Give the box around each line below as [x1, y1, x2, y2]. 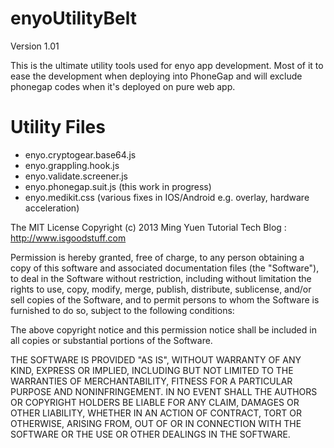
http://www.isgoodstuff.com [10, 232, 127, 244]
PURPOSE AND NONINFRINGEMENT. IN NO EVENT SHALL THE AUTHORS [10, 385, 318, 397]
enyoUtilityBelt [10, 7, 137, 30]
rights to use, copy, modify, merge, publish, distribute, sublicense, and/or [10, 283, 312, 295]
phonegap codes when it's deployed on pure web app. [10, 80, 236, 92]
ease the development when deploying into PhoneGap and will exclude [10, 70, 303, 82]
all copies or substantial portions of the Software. [10, 334, 213, 346]
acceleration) [24, 202, 80, 214]
